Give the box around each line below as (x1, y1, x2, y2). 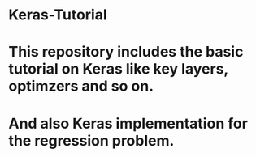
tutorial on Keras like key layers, (8, 60, 229, 78)
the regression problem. (8, 131, 175, 150)
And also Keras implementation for (8, 114, 248, 133)
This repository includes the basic (8, 43, 244, 62)
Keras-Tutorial (8, 6, 107, 24)
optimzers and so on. (8, 77, 154, 95)
